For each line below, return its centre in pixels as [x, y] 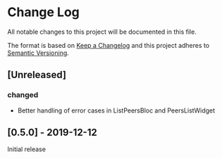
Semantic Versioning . [38, 53]
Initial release [26, 149]
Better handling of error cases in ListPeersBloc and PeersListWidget [116, 110]
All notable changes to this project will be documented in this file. [102, 32]
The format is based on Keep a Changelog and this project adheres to [109, 45]
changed [23, 95]
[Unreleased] [37, 75]
